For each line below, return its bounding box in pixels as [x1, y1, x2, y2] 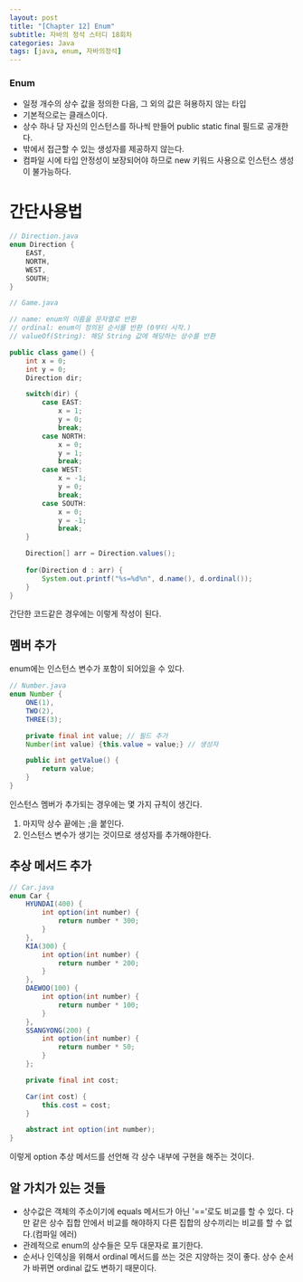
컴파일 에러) [34, 1229, 78, 1239]
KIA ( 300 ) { [25, 942, 67, 951]
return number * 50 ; [57, 1042, 136, 1052]
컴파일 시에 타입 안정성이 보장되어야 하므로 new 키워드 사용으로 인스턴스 [22, 155, 278, 166]
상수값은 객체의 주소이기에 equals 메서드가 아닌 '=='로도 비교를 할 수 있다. [22, 1206, 285, 1217]
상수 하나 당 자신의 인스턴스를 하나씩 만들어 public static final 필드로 [22, 121, 265, 132]
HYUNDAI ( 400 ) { [25, 899, 83, 909]
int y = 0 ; [25, 365, 67, 374]
